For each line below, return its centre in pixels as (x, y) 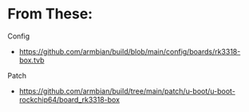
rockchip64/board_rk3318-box (69, 99)
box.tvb (32, 60)
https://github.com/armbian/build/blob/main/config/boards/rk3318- (130, 51)
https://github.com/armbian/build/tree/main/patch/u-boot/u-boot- (127, 91)
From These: (50, 14)
